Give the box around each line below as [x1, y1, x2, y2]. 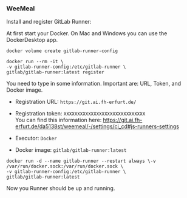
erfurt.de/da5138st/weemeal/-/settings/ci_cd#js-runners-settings [15, 123, 179, 130]
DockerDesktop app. [6, 36, 58, 44]
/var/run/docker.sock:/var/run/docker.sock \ [6, 163, 123, 169]
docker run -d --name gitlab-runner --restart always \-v [6, 158, 156, 165]
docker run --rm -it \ [6, 59, 64, 65]
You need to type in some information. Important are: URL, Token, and [6, 80, 182, 87]
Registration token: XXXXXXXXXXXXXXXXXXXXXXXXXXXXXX [15, 110, 146, 117]
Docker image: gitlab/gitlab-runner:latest [15, 146, 127, 154]
